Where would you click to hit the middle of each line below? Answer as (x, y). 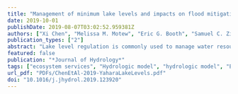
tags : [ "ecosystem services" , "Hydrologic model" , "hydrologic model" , (115, 66)
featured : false (31, 54)
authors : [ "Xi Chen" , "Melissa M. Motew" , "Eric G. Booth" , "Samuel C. (115, 34)
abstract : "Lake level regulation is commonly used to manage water (110, 47)
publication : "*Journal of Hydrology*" (66, 60)
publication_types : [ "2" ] (45, 40)
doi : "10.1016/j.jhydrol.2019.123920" (64, 80)
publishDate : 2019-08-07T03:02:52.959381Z (71, 27)
